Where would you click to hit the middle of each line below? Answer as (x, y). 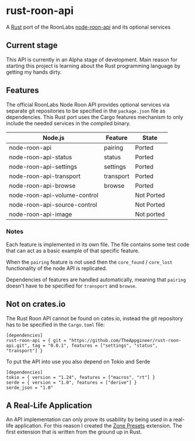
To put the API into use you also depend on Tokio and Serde (78, 361)
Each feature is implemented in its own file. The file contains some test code (98, 244)
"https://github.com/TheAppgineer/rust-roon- (125, 340)
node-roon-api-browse (42, 186)
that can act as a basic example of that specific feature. (73, 251)
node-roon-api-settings (43, 166)
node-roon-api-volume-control (54, 195)
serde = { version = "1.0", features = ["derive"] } (72, 382)
